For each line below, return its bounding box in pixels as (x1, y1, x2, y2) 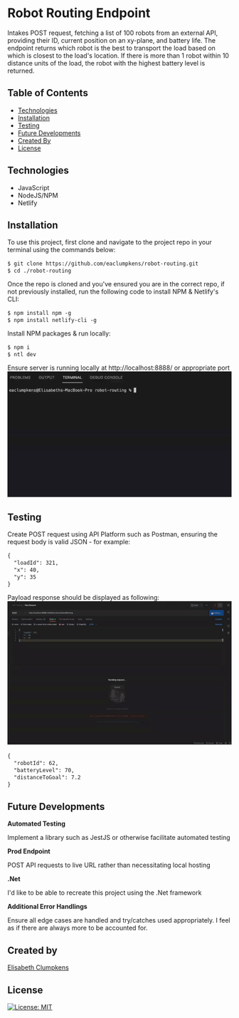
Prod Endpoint (7, 847, 51, 856)
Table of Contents (7, 87, 89, 99)
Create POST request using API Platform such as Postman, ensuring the (7, 530, 218, 539)
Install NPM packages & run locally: (7, 329, 112, 338)
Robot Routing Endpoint (7, 5, 151, 21)
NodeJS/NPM (17, 191, 58, 199)
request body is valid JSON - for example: (7, 538, 130, 546)
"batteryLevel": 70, (14, 767, 75, 774)
